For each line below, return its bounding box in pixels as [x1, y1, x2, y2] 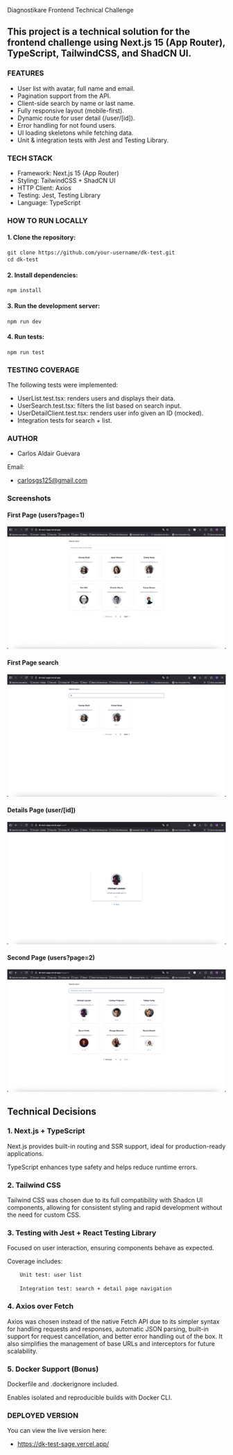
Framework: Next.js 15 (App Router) [17, 169, 119, 177]
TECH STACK [7, 153, 53, 162]
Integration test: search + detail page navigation [19, 1286, 172, 1293]
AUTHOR [7, 433, 38, 443]
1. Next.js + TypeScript [7, 1126, 85, 1136]
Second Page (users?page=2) [7, 954, 96, 962]
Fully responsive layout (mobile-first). [17, 106, 125, 115]
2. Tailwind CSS [7, 1180, 61, 1190]
